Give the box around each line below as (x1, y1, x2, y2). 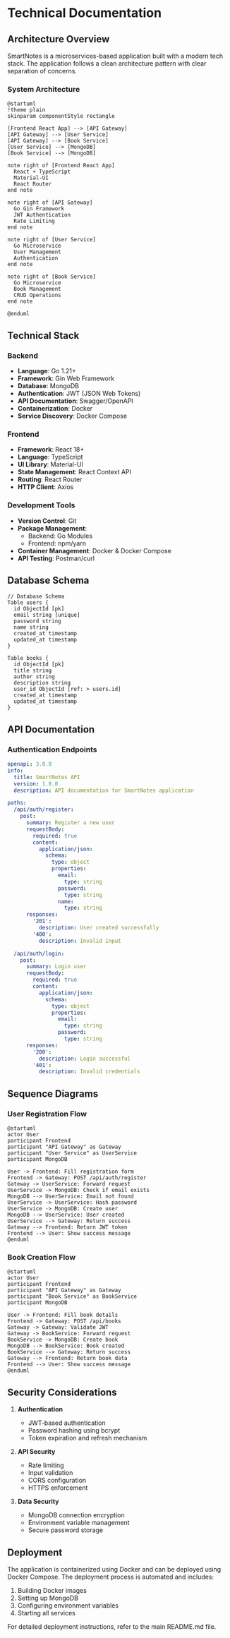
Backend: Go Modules (28, 531, 93, 540)
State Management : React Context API (17, 468, 132, 476)
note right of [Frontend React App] (7, 162, 115, 169)
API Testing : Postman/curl (17, 554, 95, 562)
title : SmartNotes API (13, 773, 80, 781)
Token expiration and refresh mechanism (28, 1434, 147, 1443)
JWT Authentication (13, 212, 71, 219)
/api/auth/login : (13, 950, 65, 957)
